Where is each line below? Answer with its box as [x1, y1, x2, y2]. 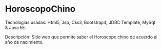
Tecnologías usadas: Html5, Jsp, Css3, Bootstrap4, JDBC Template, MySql [5, 19, 155, 25]
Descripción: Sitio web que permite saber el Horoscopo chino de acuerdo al [5, 34, 158, 40]
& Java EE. [5, 24, 27, 30]
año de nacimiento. [5, 39, 44, 45]
